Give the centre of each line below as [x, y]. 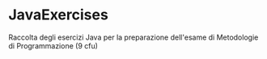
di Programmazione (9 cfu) [53, 45]
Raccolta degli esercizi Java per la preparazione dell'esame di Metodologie [133, 37]
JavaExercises [59, 15]
